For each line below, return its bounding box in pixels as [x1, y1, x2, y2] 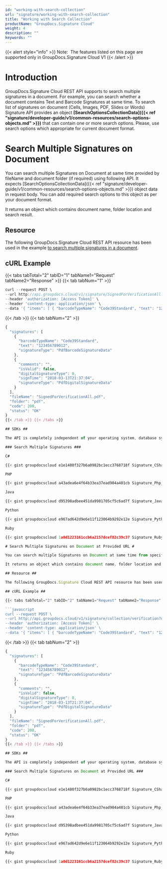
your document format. [5, 196, 53, 202]
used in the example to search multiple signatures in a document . [5, 244, 139, 250]
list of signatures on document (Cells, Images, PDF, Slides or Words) [5, 104, 145, 110]
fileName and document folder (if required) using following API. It [5, 175, 139, 181]
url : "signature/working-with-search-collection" [5, 12, 110, 17]
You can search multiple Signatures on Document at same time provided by [5, 170, 160, 176]
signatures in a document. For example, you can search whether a [5, 93, 141, 99]
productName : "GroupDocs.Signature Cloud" [5, 21, 94, 26]
